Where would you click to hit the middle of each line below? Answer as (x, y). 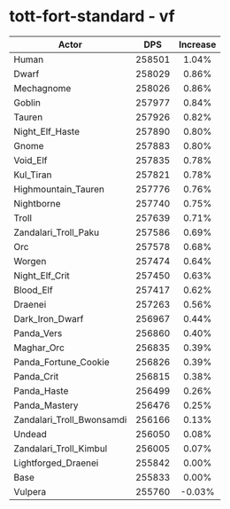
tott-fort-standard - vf (92, 16)
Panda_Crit (36, 376)
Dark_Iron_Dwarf (49, 318)
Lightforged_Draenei (56, 463)
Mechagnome (42, 88)
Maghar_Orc (39, 348)
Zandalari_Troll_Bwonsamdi (70, 419)
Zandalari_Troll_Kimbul (61, 448)
